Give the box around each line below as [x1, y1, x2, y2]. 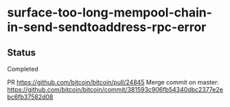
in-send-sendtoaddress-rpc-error [7, 19, 207, 35]
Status [7, 47, 36, 58]
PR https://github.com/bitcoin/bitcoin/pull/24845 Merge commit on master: [7, 78, 220, 86]
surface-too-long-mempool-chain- [7, 5, 213, 21]
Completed [7, 65, 39, 73]
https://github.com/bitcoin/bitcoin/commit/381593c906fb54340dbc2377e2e [7, 86, 223, 93]
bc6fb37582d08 [7, 93, 54, 101]
